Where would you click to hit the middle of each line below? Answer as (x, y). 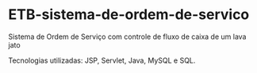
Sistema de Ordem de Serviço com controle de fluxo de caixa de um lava (127, 36)
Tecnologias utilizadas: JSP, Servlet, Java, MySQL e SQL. (102, 60)
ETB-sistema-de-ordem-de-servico (129, 15)
